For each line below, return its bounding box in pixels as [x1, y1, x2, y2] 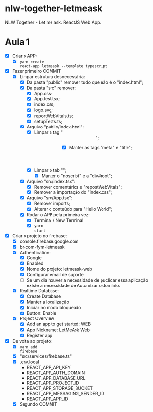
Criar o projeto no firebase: [12, 232, 67, 239]
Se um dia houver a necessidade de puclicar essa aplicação [26, 277, 149, 283]
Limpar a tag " [34, 129, 63, 135]
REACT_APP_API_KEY [26, 364, 71, 370]
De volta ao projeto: [12, 338, 52, 344]
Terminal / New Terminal [34, 217, 84, 223]
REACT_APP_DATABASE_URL [26, 375, 86, 380]
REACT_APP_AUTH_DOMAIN [26, 370, 85, 376]
